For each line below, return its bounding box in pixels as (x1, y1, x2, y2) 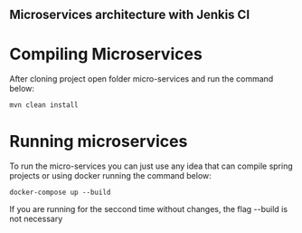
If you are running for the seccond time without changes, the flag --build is (9, 204, 288, 215)
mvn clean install (9, 101, 79, 110)
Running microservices (9, 131, 188, 151)
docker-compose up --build (9, 188, 111, 198)
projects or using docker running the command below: (9, 170, 212, 181)
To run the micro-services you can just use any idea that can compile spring (9, 160, 294, 171)
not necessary (9, 213, 63, 225)
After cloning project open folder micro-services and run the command (9, 73, 274, 84)
